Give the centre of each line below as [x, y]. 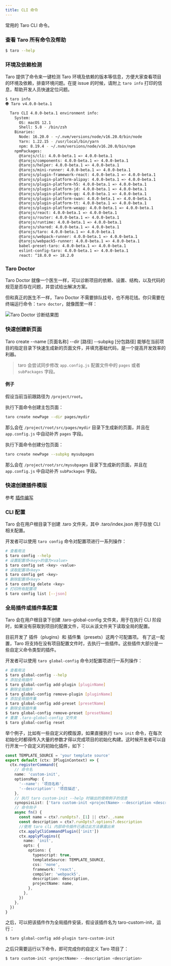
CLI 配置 [15, 512]
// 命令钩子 [25, 808]
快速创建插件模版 [26, 486]
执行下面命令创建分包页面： [34, 444]
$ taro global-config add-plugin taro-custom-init [60, 938]
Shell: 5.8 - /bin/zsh [43, 127]
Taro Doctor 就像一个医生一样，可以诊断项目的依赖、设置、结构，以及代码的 [85, 280]
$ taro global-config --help [36, 675]
